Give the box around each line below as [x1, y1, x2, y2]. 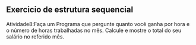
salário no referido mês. [6, 33, 64, 40]
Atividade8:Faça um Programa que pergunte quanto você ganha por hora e [6, 20, 190, 27]
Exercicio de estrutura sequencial [6, 5, 134, 15]
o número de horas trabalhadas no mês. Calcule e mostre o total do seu [6, 27, 182, 34]
